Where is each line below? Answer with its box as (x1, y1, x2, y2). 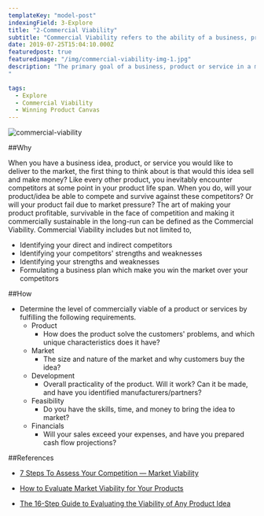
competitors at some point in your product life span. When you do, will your (8, 183, 252, 193)
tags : (8, 84, 26, 92)
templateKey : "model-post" (8, 11, 97, 20)
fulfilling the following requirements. (19, 312, 137, 322)
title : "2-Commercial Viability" (8, 26, 118, 34)
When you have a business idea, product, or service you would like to (8, 158, 233, 168)
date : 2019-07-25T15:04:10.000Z (8, 41, 114, 49)
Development (31, 371, 75, 381)
